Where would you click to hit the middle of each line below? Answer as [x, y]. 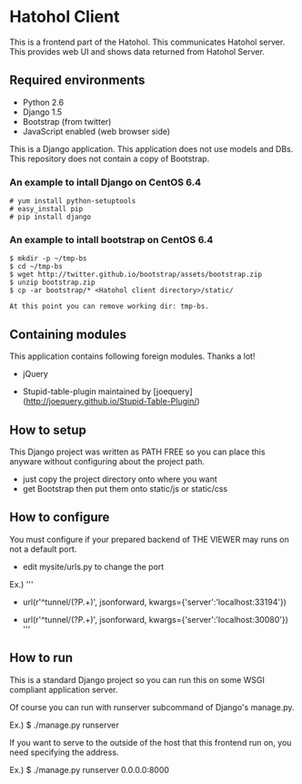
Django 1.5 [42, 112]
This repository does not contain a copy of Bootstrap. [110, 158]
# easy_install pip [46, 209]
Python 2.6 [43, 102]
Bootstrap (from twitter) [67, 121]
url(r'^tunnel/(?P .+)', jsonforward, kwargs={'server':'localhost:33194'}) [154, 602]
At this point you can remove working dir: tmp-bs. [109, 307]
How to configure [60, 518]
